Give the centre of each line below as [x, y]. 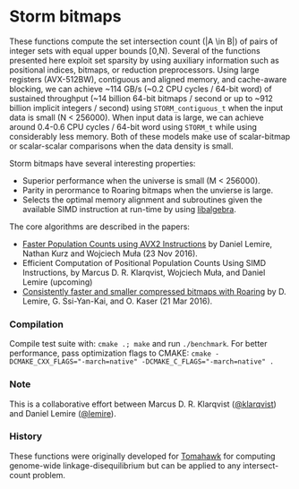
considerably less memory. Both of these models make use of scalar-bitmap [150, 136]
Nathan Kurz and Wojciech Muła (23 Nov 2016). [110, 253]
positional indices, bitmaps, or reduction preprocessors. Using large [134, 70]
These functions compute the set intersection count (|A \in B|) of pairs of [144, 41]
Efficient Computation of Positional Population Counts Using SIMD [144, 262]
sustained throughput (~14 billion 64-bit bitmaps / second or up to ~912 [141, 98]
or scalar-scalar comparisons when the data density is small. [122, 146]
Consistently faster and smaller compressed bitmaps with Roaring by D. [154, 291]
